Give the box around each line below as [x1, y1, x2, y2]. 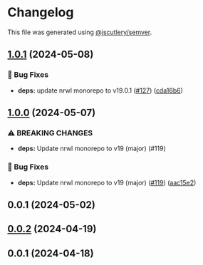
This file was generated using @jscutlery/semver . [7, 28, 152, 36]
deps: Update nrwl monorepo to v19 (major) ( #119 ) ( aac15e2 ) [17, 178, 197, 187]
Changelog [7, 4, 74, 21]
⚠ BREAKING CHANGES [7, 128, 93, 137]
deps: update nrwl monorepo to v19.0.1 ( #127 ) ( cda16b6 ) [17, 86, 183, 95]
